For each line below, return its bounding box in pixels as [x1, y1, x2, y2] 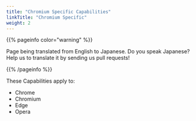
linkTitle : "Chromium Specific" [6, 14, 87, 20]
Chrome [14, 89, 35, 96]
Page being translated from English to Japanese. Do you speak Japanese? [6, 48, 190, 55]
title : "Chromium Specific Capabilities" [6, 8, 111, 15]
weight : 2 [6, 20, 31, 26]
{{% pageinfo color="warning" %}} [6, 37, 93, 44]
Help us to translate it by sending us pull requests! [6, 55, 130, 62]
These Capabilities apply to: [6, 77, 75, 84]
